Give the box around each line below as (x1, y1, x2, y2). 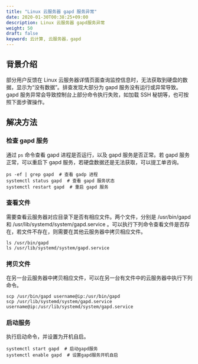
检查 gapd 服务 (6, 136, 48, 145)
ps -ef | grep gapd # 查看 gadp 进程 (6, 171, 99, 177)
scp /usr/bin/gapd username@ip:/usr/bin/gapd (6, 294, 120, 300)
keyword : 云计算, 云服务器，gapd (6, 36, 82, 42)
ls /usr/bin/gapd (6, 240, 49, 246)
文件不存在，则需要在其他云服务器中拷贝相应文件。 (21, 228, 146, 235)
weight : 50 (6, 25, 33, 31)
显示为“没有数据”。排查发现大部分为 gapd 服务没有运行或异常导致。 (16, 83, 181, 90)
